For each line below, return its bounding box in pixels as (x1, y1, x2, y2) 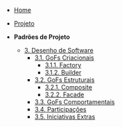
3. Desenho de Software (24, 46, 94, 54)
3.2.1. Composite (44, 83, 92, 91)
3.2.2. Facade (44, 90, 85, 99)
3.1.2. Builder (44, 69, 82, 76)
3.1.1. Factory (44, 61, 82, 69)
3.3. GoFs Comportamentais (34, 98, 115, 106)
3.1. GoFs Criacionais (34, 53, 95, 62)
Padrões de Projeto (13, 33, 71, 41)
